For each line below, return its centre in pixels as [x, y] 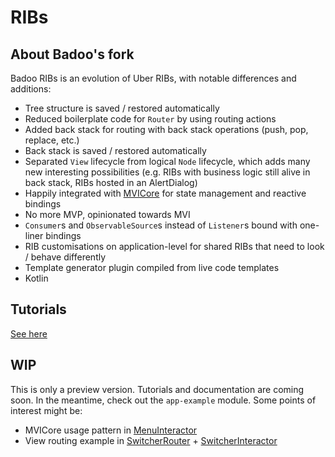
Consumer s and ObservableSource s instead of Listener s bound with [161, 225]
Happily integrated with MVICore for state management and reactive [165, 193]
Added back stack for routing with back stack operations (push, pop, [166, 129]
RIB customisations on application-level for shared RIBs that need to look [174, 246]
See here [29, 333]
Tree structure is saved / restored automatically [122, 108]
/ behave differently [65, 257]
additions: [31, 89]
